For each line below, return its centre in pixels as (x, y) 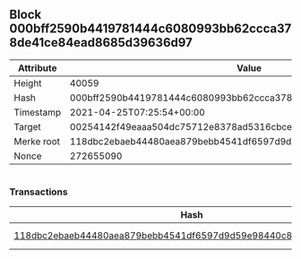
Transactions (39, 192)
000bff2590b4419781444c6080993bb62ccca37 (150, 29)
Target (28, 126)
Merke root (37, 141)
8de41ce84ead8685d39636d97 (101, 43)
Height (28, 82)
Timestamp (38, 112)
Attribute (37, 68)
